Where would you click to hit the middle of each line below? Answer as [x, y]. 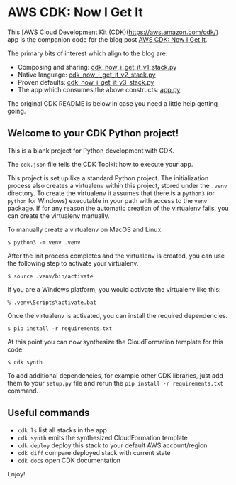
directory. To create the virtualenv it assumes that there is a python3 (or [111, 193]
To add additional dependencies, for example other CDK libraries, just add [115, 375]
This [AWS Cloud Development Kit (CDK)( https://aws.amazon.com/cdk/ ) [113, 32]
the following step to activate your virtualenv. [73, 263]
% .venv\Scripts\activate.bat [52, 303]
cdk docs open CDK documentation [69, 460]
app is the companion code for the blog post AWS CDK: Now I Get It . [107, 39]
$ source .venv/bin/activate [50, 276]
